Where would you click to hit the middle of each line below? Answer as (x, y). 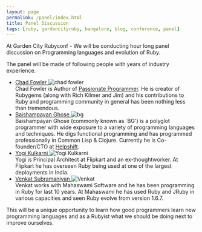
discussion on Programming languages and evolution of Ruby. (83, 53)
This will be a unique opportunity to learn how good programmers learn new (101, 210)
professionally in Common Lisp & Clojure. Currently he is (85, 141)
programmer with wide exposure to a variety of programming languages (105, 127)
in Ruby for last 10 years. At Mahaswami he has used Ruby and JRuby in (105, 192)
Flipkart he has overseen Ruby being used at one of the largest (93, 166)
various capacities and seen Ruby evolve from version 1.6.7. (89, 198)
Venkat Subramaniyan (42, 179)
